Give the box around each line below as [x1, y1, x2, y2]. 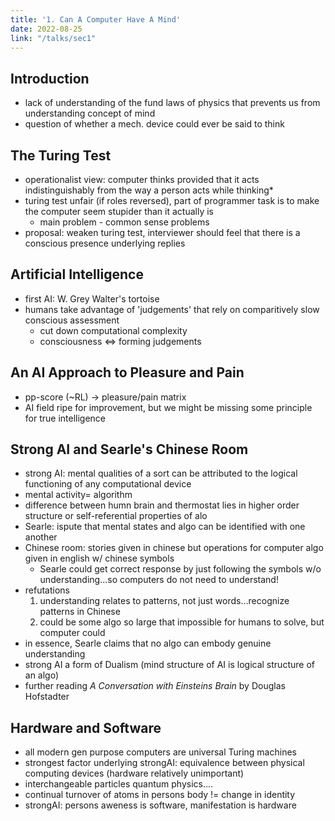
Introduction [10, 70, 90, 87]
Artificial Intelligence [10, 266, 144, 283]
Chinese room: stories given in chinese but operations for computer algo [24, 542, 324, 554]
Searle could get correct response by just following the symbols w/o [39, 563, 322, 575]
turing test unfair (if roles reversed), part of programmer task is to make [24, 195, 320, 206]
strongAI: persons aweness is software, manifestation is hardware [24, 799, 297, 811]
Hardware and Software [10, 719, 162, 736]
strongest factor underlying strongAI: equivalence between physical [24, 757, 305, 769]
